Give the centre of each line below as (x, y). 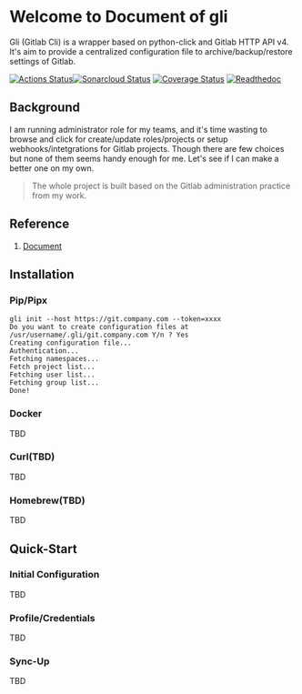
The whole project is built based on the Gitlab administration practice (161, 186)
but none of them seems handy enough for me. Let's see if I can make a (144, 158)
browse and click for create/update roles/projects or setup (119, 139)
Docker (26, 414)
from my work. (59, 195)
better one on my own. (52, 168)
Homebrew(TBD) (47, 500)
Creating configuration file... (70, 343)
